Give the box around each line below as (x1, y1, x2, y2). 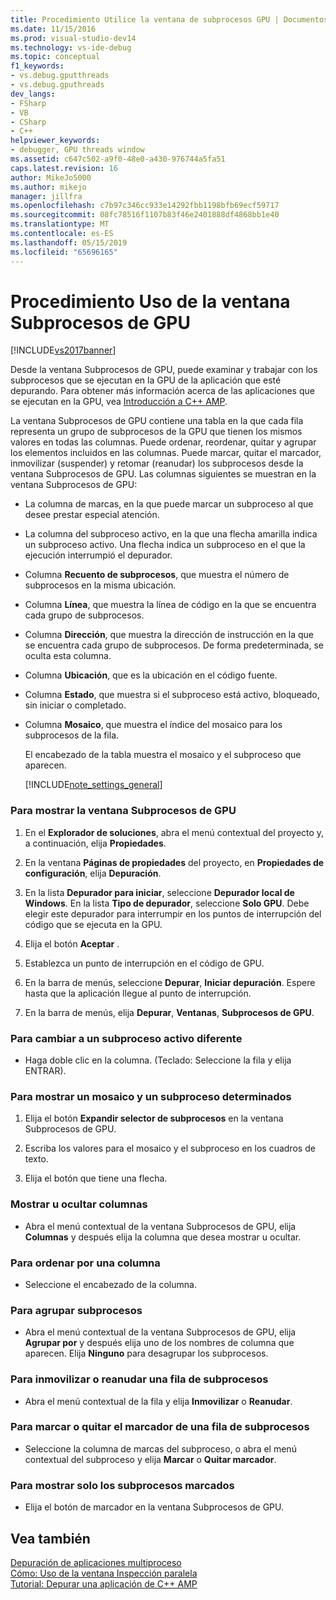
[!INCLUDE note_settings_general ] (24, 779, 163, 791)
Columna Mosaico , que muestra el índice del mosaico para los (24, 719, 283, 731)
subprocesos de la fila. (24, 729, 120, 741)
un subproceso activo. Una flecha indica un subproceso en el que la (24, 539, 306, 551)
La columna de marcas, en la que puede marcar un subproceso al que (24, 498, 314, 510)
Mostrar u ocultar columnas (10, 1197, 148, 1211)
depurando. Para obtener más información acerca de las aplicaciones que (10, 385, 315, 397)
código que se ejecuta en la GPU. (24, 918, 163, 930)
